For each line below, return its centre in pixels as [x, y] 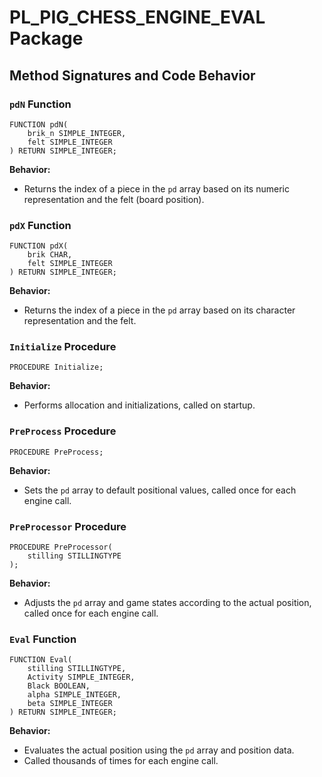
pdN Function [40, 104]
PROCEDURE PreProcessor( [61, 547]
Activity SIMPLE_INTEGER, [81, 677]
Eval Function [43, 639]
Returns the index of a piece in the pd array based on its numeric [156, 188]
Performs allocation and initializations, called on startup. [139, 405]
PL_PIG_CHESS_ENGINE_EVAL [137, 17]
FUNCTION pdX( [39, 246]
